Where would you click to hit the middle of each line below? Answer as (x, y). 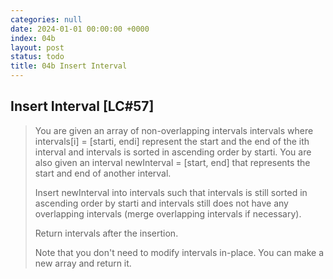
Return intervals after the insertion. (106, 233)
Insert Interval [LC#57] (82, 106)
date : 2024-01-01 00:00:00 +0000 (80, 29)
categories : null (46, 19)
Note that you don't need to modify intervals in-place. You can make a (179, 252)
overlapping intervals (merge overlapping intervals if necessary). (168, 213)
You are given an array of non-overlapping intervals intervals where (174, 130)
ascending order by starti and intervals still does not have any (161, 203)
